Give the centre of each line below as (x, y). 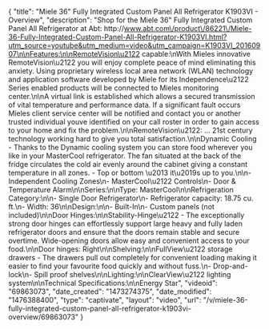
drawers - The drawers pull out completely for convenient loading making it (133, 258)
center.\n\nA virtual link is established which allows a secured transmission (132, 96)
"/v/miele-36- (225, 300)
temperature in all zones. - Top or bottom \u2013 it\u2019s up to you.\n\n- (130, 172)
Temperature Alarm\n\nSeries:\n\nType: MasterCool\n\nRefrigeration (121, 190)
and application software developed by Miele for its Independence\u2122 (129, 79)
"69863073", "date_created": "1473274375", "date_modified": (110, 291)
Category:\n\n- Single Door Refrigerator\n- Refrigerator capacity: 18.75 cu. (131, 198)
